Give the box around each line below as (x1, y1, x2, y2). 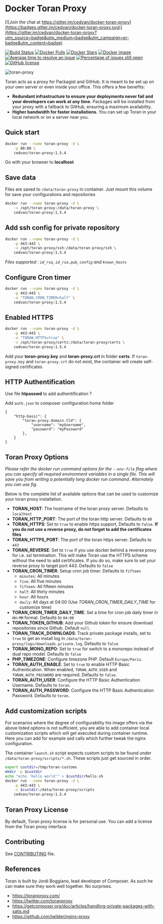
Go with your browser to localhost (5, 159, 74, 165)
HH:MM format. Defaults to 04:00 (12, 615, 74, 621)
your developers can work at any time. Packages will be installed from (12, 98, 155, 104)
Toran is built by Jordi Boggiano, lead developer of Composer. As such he (5, 878, 153, 884)
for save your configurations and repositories (5, 192, 96, 198)
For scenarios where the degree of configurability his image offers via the (5, 720, 153, 726)
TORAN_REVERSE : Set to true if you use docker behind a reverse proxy (12, 547, 157, 553)
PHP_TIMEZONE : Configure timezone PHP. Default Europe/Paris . (12, 656, 143, 662)
